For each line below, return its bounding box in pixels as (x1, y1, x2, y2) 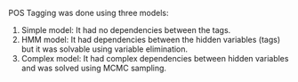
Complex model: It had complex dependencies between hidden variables (20, 53, 289, 63)
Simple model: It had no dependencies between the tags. (20, 25, 231, 35)
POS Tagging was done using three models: (8, 8, 169, 18)
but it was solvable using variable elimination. (20, 44, 189, 54)
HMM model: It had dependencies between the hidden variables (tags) (20, 35, 281, 45)
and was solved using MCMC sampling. (20, 62, 166, 73)
